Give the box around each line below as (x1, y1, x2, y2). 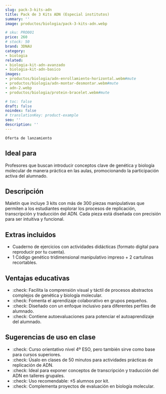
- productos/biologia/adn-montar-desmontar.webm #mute (5, 81, 119, 86)
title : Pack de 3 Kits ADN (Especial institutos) (5, 12, 110, 17)
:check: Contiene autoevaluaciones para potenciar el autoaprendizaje (12, 314, 155, 319)
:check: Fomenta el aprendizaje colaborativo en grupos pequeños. (12, 298, 148, 303)
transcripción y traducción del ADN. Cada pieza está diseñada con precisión (5, 211, 161, 217)
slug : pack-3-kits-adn (5, 7, 52, 12)
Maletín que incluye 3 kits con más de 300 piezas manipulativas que (5, 200, 145, 206)
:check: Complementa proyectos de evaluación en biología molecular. (12, 383, 155, 389)
